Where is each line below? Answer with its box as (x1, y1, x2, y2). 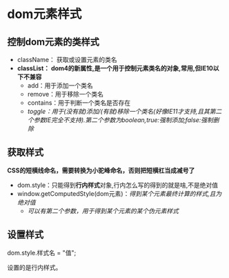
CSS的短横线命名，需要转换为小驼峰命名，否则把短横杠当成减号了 (7, 166, 195, 175)
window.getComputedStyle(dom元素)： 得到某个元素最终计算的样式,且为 (17, 189, 222, 197)
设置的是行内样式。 (7, 263, 62, 271)
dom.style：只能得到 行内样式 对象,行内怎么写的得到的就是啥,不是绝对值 (17, 181, 219, 189)
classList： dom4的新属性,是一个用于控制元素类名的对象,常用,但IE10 (17, 64, 214, 72)
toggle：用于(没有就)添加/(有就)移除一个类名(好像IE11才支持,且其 (27, 108, 210, 115)
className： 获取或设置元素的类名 (17, 56, 117, 63)
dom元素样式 (7, 6, 82, 22)
